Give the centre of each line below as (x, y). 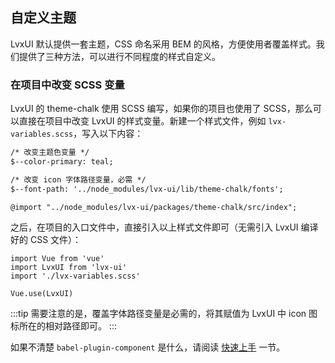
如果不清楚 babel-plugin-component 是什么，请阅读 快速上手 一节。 (148, 347)
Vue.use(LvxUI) (42, 294)
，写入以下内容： (108, 134)
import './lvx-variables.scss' (75, 276)
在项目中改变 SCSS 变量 (67, 85)
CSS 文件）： (55, 240)
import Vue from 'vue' (57, 259)
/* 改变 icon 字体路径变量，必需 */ (78, 179)
